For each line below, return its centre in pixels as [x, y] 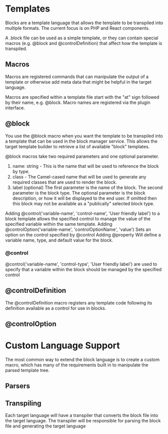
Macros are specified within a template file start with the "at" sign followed [82, 97]
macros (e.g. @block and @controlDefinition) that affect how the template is [84, 43]
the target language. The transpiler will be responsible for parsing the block [83, 421]
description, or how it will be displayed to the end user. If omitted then [85, 198]
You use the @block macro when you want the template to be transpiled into [84, 136]
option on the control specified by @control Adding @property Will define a [83, 234]
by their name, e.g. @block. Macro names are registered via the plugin [78, 102]
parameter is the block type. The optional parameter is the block [79, 193]
